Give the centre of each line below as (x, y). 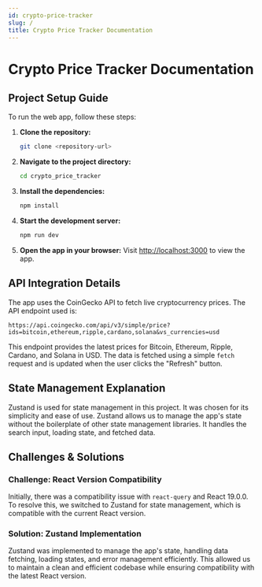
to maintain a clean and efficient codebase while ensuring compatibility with (131, 567)
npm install (39, 206)
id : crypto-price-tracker (50, 15)
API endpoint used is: (42, 310)
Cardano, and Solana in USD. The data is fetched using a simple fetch (121, 355)
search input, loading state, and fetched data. (82, 432)
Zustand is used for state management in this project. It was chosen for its (129, 407)
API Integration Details (64, 283)
